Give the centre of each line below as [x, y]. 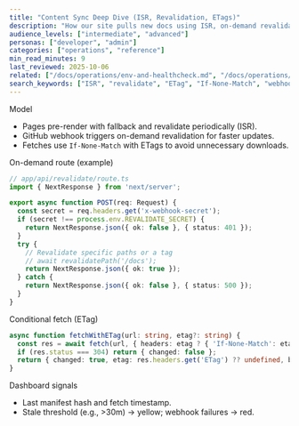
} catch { [35, 277]
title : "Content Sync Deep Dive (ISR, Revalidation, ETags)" [125, 17]
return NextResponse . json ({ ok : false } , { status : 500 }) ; [139, 285]
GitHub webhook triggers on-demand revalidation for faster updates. [148, 135]
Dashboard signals [44, 386]
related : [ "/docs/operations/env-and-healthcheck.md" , [113, 76]
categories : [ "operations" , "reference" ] [87, 51]
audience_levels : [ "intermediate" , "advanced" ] [99, 34]
